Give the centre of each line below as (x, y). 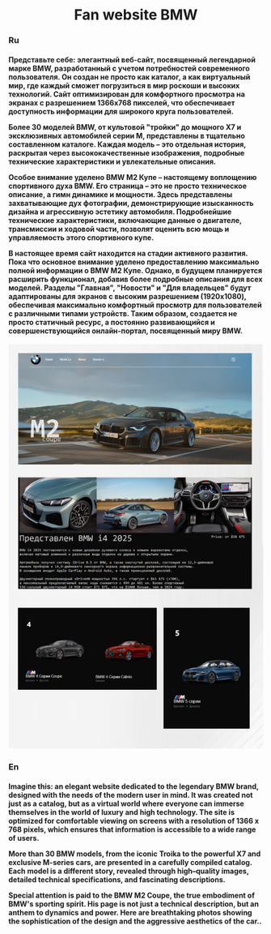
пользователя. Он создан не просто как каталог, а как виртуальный (129, 77)
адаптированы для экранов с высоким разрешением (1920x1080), (127, 296)
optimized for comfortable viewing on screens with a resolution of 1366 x (134, 820)
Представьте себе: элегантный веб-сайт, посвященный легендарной (132, 59)
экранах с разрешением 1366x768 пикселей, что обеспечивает (122, 102)
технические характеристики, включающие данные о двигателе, (125, 220)
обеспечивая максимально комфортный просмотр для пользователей (135, 305)
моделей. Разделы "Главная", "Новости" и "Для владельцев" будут (130, 287)
